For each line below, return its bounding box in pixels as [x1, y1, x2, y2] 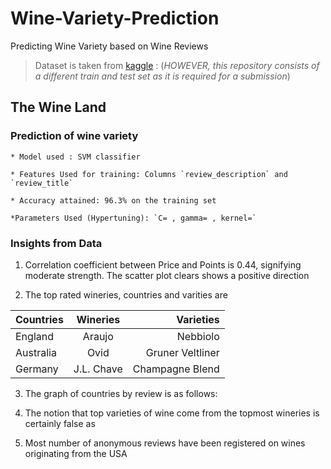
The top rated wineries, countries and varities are [24, 288, 228, 301]
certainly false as [24, 417, 96, 429]
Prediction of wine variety [10, 129, 139, 143]
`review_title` [10, 178, 74, 188]
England [15, 329, 54, 343]
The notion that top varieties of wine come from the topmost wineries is [24, 407, 320, 419]
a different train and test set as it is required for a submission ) [34, 70, 291, 82]
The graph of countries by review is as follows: [24, 387, 218, 399]
